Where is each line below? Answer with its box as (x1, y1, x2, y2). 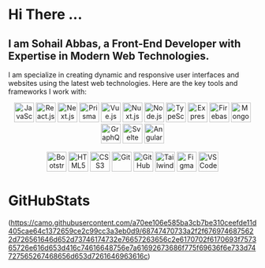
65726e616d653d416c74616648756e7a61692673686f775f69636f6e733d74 (8, 243, 256, 252)
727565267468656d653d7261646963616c (8, 251, 148, 261)
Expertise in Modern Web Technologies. (8, 49, 210, 62)
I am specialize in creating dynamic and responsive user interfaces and (8, 70, 240, 80)
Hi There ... (8, 6, 83, 24)
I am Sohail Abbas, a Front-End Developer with (8, 37, 241, 50)
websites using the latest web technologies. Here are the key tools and (8, 79, 238, 87)
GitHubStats (8, 192, 91, 210)
